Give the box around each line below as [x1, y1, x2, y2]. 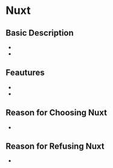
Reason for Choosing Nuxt [5, 108, 107, 118]
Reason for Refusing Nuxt [5, 141, 105, 152]
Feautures [5, 68, 45, 78]
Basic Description [5, 28, 74, 38]
